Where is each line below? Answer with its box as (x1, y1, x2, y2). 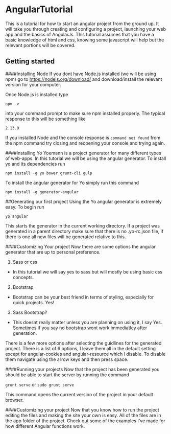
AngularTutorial (5, 4, 73, 15)
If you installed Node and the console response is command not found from (5, 134, 161, 141)
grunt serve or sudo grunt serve (5, 381, 74, 387)
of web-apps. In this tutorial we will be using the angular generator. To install (5, 155, 166, 162)
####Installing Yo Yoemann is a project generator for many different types (5, 150, 162, 156)
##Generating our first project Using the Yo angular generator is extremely (5, 198, 162, 204)
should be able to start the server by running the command (5, 372, 129, 378)
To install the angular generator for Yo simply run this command (5, 179, 139, 186)
